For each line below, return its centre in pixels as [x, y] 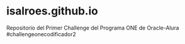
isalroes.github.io [52, 11]
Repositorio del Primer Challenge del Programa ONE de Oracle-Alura [93, 28]
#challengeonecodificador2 [41, 34]
